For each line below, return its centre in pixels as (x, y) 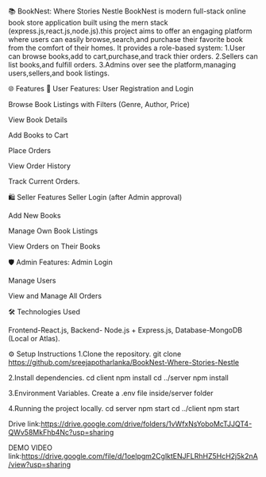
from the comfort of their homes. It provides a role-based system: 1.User (127, 48)
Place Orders (30, 150)
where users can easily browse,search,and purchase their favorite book (126, 39)
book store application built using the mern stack (88, 23)
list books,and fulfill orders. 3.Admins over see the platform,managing (122, 65)
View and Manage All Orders (55, 296)
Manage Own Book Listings (53, 231)
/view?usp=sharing (40, 464)
